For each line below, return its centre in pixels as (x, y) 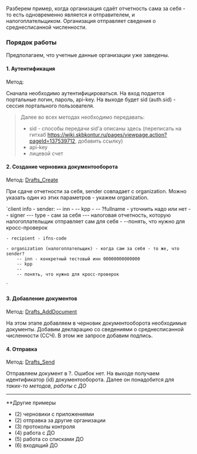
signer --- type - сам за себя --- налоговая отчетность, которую (90, 215)
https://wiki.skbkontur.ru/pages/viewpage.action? (107, 134)
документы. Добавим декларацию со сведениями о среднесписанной (95, 329)
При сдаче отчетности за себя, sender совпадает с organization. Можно (96, 191)
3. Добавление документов (42, 298)
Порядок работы (31, 42)
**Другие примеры (31, 403)
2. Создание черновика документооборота (62, 167)
